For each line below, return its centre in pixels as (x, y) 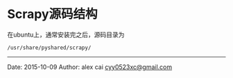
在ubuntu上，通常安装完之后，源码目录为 (66, 35)
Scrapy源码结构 (53, 14)
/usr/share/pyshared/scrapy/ (49, 48)
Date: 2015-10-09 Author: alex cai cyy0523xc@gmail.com (90, 67)
